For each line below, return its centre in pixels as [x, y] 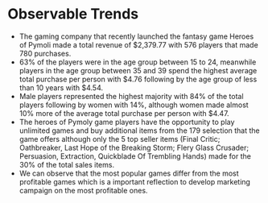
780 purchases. [45, 53]
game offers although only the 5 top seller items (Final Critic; [120, 139]
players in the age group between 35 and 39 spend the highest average [138, 70]
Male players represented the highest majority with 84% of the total [131, 96]
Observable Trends [73, 14]
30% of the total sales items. [66, 164]
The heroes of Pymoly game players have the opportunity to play [127, 122]
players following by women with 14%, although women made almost [134, 105]
